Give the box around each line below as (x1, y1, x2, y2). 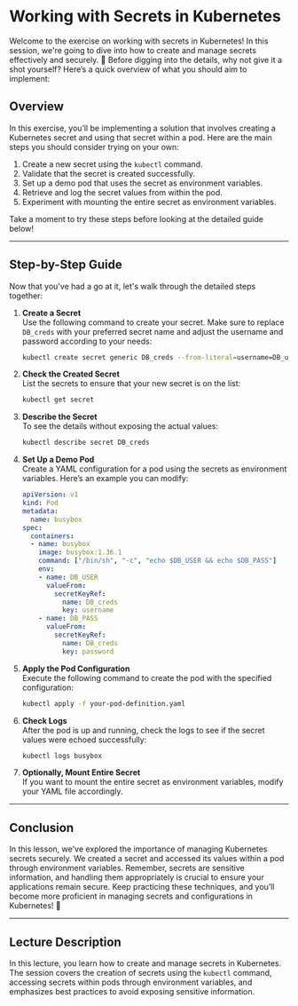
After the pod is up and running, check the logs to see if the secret (21, 725, 265, 735)
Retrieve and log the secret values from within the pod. (21, 186, 223, 197)
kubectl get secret (21, 395, 95, 405)
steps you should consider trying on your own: (9, 141, 179, 152)
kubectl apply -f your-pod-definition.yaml (21, 699, 186, 708)
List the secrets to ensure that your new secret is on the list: (21, 378, 241, 389)
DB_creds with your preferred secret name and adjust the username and (21, 326, 284, 337)
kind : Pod (21, 499, 59, 508)
